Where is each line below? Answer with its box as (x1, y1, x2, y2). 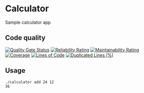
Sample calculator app (5, 19, 51, 25)
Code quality (5, 34, 46, 42)
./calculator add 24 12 (5, 80, 54, 85)
